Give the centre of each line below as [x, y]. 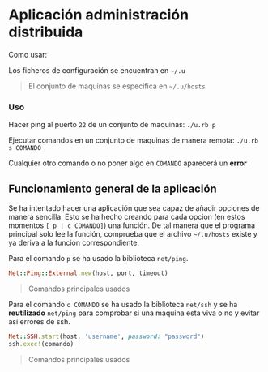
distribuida [46, 32]
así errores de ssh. [39, 321]
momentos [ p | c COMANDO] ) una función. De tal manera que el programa [132, 225]
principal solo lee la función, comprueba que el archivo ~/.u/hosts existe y [133, 234]
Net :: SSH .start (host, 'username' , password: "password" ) [106, 336]
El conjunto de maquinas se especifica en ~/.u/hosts [117, 86]
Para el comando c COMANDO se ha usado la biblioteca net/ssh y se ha [123, 304]
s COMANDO [25, 148]
